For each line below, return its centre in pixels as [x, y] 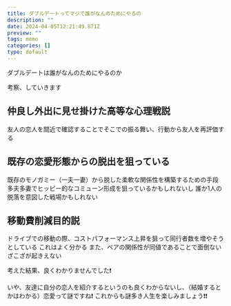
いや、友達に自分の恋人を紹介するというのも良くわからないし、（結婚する [111, 287]
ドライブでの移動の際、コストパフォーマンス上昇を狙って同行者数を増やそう [116, 238]
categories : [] [29, 46]
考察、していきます [34, 87]
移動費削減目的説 [43, 221]
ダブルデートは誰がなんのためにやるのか [64, 73]
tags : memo [23, 39]
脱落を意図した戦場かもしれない [52, 197]
